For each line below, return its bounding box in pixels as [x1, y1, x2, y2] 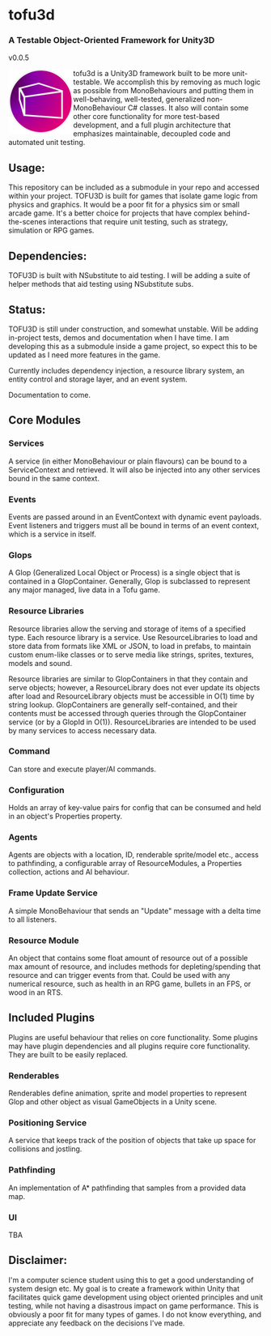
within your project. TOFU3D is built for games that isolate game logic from [8, 191, 258, 201]
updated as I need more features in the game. [8, 350, 160, 360]
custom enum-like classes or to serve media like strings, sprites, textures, [8, 650, 254, 659]
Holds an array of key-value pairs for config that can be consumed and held [8, 803, 261, 813]
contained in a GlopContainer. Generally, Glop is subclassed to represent [8, 577, 251, 587]
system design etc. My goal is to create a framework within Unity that [8, 1283, 240, 1293]
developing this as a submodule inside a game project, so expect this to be [8, 341, 257, 351]
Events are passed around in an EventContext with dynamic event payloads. [8, 512, 262, 522]
